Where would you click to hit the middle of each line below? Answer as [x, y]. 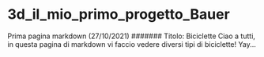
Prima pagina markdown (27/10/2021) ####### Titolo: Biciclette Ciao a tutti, [132, 36]
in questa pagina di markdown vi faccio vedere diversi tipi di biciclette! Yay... [132, 44]
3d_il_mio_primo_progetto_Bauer [119, 14]
